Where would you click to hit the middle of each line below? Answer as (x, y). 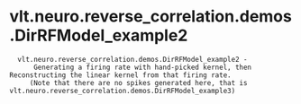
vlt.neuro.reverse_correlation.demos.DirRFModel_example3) (123, 91)
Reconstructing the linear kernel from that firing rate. (120, 75)
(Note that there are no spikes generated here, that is (138, 82)
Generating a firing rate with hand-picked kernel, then (142, 67)
